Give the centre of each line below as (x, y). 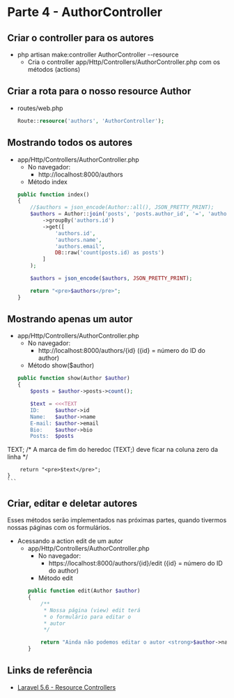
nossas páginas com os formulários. (59, 528)
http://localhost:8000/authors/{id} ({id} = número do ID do (122, 351)
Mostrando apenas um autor (70, 319)
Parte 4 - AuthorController (85, 12)
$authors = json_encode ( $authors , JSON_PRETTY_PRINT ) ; (111, 278)
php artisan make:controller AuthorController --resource (98, 54)
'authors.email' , (80, 246)
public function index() (53, 195)
